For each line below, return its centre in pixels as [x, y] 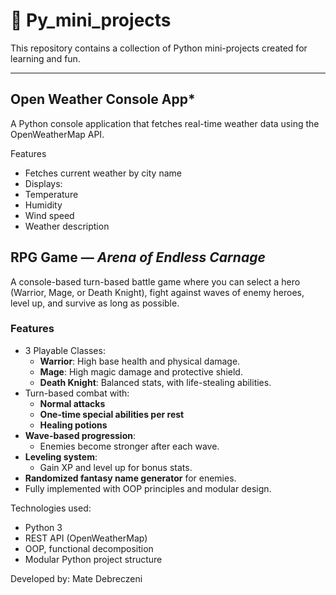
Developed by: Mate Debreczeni [76, 578]
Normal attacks [72, 403]
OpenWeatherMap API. [57, 134]
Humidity [43, 205]
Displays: [43, 183]
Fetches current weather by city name [103, 173]
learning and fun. [45, 58]
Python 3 [43, 527]
